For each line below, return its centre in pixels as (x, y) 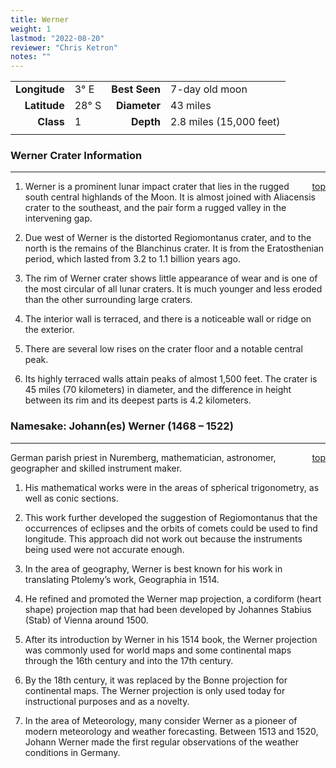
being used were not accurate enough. (104, 549)
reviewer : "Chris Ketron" (64, 47)
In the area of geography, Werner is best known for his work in (153, 568)
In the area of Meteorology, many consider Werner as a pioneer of (161, 720)
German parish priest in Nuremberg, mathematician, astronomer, (143, 457)
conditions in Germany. (72, 752)
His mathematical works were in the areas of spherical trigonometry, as (172, 487)
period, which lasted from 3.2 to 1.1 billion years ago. (132, 259)
